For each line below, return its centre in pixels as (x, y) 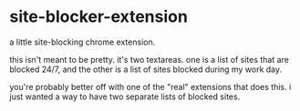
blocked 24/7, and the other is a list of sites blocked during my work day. (146, 69)
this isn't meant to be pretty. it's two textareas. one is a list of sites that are (150, 59)
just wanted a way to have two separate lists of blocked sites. (125, 96)
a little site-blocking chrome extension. (83, 42)
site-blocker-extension (99, 17)
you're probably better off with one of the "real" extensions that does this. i (150, 86)
